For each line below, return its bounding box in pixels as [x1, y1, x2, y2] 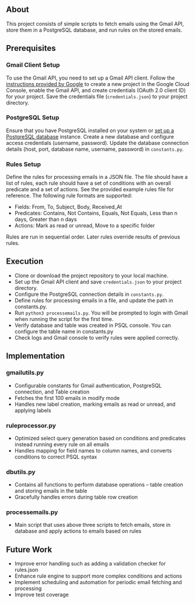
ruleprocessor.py [6, 421, 57, 429]
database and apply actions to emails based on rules [14, 527, 142, 534]
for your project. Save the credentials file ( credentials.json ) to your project [6, 93, 188, 100]
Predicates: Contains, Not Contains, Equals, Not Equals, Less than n [14, 210, 178, 217]
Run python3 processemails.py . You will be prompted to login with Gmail [14, 309, 189, 316]
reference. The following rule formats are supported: [6, 192, 133, 199]
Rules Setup [6, 160, 41, 168]
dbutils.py [6, 468, 36, 476]
